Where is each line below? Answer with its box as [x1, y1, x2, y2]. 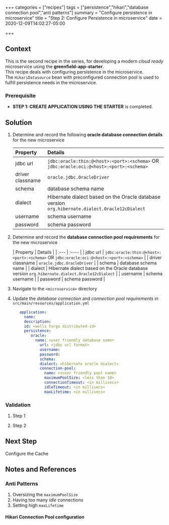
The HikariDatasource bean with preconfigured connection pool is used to [5, 74, 159, 80]
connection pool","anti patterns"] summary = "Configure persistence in [5, 10, 152, 16]
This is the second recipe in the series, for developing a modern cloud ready [5, 58, 163, 64]
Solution [5, 118, 32, 127]
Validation [5, 401, 31, 408]
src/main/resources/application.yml [12, 301, 90, 306]
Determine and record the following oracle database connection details [12, 131, 162, 138]
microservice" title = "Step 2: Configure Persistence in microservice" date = [5, 15, 162, 21]
